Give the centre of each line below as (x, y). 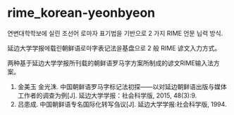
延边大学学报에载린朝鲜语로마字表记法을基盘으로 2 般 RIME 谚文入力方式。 (114, 48)
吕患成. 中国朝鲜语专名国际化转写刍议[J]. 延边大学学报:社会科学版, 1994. (122, 104)
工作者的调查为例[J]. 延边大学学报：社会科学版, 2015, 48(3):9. (107, 95)
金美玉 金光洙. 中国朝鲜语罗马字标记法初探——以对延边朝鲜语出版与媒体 (122, 86)
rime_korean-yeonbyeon (81, 13)
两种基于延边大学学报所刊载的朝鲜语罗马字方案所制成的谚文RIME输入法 (110, 63)
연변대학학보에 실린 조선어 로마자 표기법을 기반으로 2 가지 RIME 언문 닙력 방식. (115, 33)
